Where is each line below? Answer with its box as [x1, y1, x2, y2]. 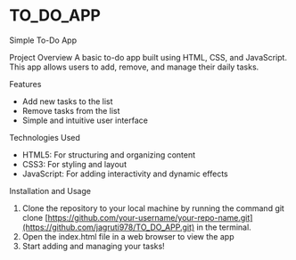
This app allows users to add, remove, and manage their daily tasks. [9, 61, 259, 72]
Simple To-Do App [9, 35, 78, 45]
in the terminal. [196, 222, 251, 232]
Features [9, 78, 42, 89]
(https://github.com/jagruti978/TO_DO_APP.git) [21, 222, 195, 232]
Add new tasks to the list [21, 95, 113, 107]
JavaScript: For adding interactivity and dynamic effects [21, 168, 229, 179]
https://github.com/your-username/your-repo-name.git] [47, 212, 253, 223]
